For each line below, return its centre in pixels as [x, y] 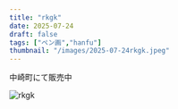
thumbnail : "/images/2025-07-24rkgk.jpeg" [89, 51]
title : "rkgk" [36, 17]
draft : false [34, 34]
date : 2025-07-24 [42, 26]
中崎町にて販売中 [41, 78]
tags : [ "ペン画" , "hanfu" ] [55, 42]
